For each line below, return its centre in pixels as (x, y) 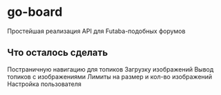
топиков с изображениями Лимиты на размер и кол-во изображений (110, 76)
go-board (35, 12)
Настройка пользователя (44, 84)
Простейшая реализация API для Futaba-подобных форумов (96, 31)
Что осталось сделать (58, 53)
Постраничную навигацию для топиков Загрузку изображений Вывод (110, 69)
